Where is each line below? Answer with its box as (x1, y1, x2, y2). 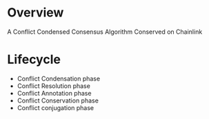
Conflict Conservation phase (17, 96, 99, 105)
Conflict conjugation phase (17, 103, 94, 111)
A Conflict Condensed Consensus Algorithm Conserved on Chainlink (7, 28, 203, 36)
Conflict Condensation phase (17, 74, 101, 83)
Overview (7, 5, 64, 21)
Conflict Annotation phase (17, 89, 92, 97)
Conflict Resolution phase (17, 81, 91, 90)
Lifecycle (7, 52, 61, 67)
